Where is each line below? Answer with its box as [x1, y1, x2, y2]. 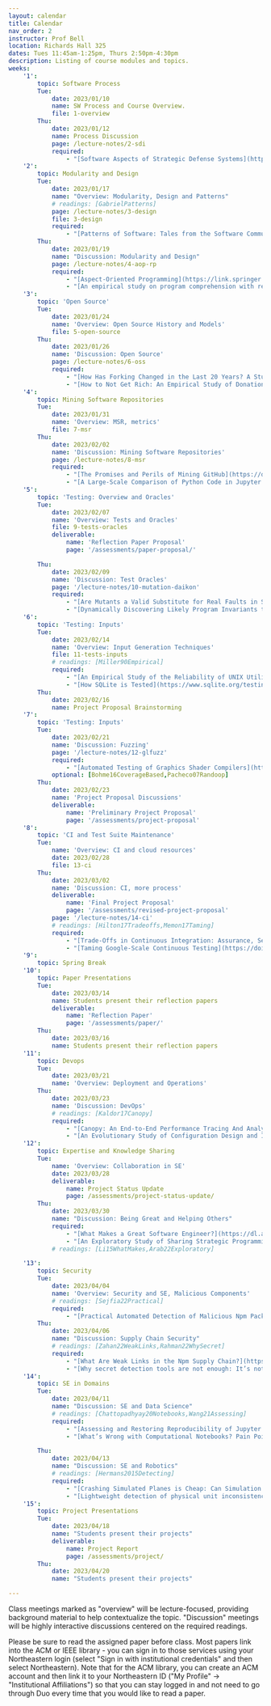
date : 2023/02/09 [51, 568, 110, 576]
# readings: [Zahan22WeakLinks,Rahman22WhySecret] [51, 1342, 226, 1350]
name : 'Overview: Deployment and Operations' [51, 1079, 207, 1088]
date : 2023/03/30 [51, 1207, 110, 1216]
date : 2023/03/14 [51, 988, 110, 997]
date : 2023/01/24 [51, 312, 110, 320]
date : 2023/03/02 [51, 876, 110, 884]
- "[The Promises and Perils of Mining [65, 471, 200, 479]
